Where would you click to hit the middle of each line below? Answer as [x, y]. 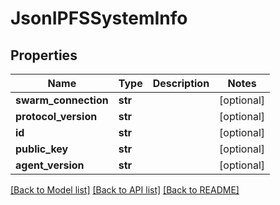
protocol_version [56, 116]
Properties [44, 55]
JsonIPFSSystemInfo [99, 18]
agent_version [50, 165]
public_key [42, 149]
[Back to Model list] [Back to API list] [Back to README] [125, 190]
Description [181, 83]
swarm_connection [62, 100]
